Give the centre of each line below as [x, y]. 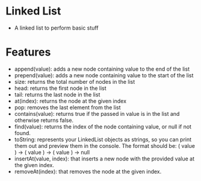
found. [23, 133]
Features [28, 52]
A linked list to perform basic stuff [56, 28]
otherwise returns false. [44, 120]
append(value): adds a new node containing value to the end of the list [102, 69]
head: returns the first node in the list [60, 88]
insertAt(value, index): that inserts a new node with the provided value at [104, 159]
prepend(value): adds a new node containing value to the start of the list [104, 75]
